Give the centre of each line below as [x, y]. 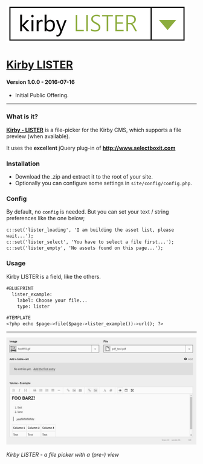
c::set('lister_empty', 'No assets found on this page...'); [85, 248]
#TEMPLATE [19, 318]
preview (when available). [38, 136]
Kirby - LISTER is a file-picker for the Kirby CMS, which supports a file [94, 130]
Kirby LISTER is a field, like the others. [54, 276]
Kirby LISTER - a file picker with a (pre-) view [63, 455]
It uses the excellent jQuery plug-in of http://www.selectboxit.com [91, 148]
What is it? [22, 116]
